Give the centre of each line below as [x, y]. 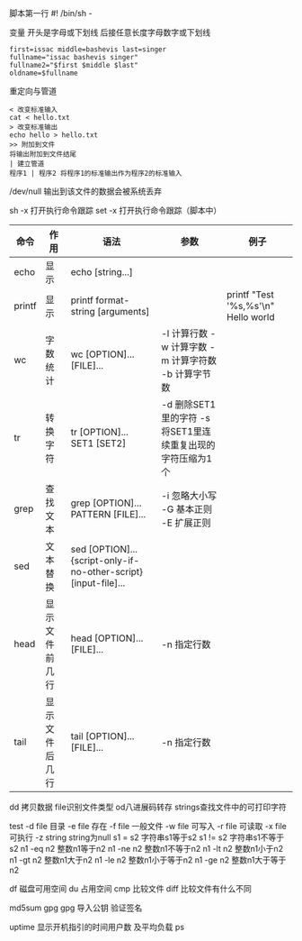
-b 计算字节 [186, 374]
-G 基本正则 [187, 509]
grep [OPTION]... [106, 503]
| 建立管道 [27, 164]
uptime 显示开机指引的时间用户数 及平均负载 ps [97, 927]
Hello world [250, 317]
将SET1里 [182, 431]
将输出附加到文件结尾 [43, 154]
